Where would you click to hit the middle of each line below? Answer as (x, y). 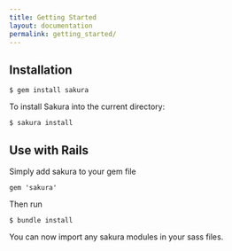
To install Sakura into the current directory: (87, 106)
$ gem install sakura (49, 90)
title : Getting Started (53, 17)
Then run (26, 204)
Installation (41, 70)
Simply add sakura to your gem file (73, 171)
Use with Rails (49, 150)
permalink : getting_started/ (63, 34)
